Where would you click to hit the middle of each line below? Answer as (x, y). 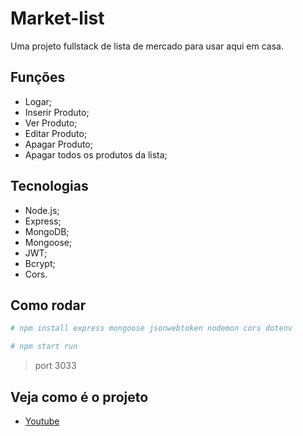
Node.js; (42, 210)
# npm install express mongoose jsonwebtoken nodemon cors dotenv (151, 328)
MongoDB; (47, 231)
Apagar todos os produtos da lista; (96, 154)
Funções (38, 77)
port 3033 (55, 366)
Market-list (57, 18)
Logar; (38, 101)
